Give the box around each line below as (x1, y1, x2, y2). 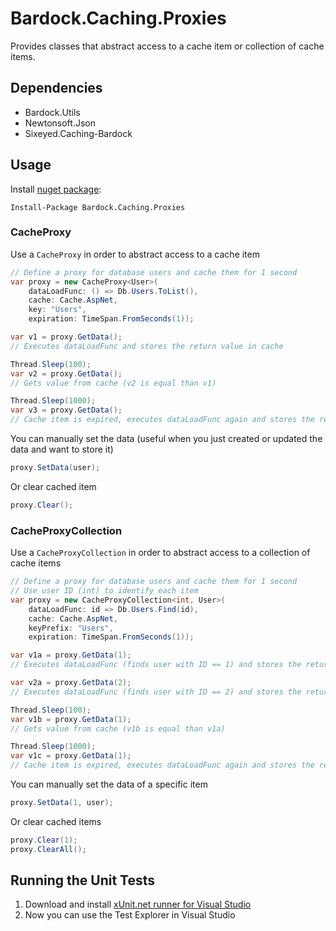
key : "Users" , (28, 305, 87, 315)
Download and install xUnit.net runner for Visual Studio (24, 898, 252, 911)
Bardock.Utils (24, 106, 81, 118)
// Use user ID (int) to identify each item (10, 586, 199, 596)
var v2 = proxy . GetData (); (10, 368, 123, 379)
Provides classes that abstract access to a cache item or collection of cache (10, 40, 325, 52)
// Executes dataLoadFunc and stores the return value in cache (10, 341, 284, 351)
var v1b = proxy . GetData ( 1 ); (10, 714, 132, 724)
